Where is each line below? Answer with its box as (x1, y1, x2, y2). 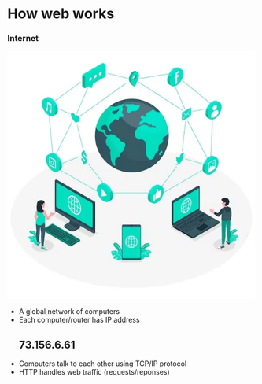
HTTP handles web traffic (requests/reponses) (18, 367, 170, 377)
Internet (7, 33, 39, 44)
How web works (7, 5, 115, 23)
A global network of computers (18, 307, 120, 316)
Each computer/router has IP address (18, 316, 140, 325)
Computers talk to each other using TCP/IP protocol (18, 359, 186, 368)
